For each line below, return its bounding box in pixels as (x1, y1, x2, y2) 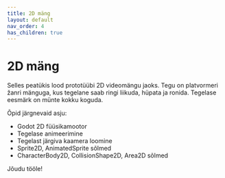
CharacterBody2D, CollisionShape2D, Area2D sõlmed (16, 151, 169, 160)
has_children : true (7, 29, 63, 36)
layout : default (7, 16, 54, 23)
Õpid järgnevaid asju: (7, 109, 67, 117)
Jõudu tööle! (7, 165, 43, 173)
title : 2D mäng (7, 10, 51, 17)
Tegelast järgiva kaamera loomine (16, 137, 113, 145)
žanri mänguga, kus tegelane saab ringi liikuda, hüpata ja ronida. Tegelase (7, 88, 217, 97)
